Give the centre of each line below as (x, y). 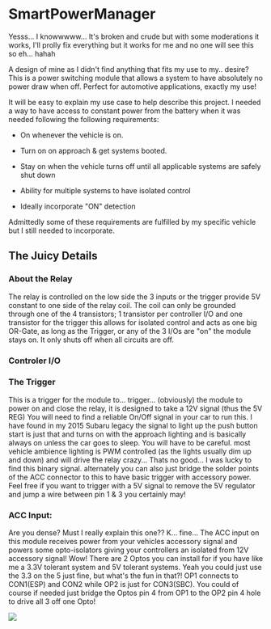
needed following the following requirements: (84, 119)
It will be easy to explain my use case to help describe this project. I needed (135, 102)
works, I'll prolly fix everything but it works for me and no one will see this (131, 44)
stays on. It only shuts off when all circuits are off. (91, 340)
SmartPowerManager (82, 14)
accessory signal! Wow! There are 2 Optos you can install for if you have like (136, 559)
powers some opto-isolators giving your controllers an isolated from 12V (129, 550)
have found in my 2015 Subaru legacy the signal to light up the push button (133, 425)
